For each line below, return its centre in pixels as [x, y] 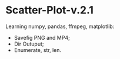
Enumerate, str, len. [38, 50]
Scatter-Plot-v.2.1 [49, 10]
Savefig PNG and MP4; [42, 37]
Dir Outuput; [29, 44]
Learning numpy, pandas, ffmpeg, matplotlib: [60, 26]
